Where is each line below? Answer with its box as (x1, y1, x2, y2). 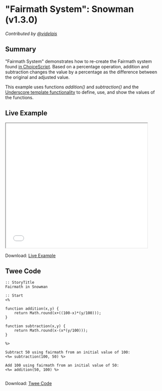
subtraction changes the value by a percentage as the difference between (5, 69, 158, 75)
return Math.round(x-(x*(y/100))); (14, 328, 88, 333)
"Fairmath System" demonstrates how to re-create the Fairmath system (5, 58, 152, 64)
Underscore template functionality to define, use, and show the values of (5, 89, 156, 95)
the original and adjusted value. (5, 74, 70, 80)
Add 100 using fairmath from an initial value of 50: (5, 363, 120, 368)
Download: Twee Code (5, 381, 52, 387)
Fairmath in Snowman (5, 284, 48, 290)
